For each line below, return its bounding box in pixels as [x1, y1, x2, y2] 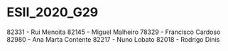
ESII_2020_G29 [6, 4, 99, 21]
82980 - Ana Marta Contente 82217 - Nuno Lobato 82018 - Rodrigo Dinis [6, 35, 220, 43]
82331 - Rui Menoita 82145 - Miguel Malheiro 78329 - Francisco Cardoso [6, 28, 221, 36]
